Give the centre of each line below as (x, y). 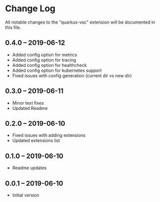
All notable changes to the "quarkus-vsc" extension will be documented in (80, 22)
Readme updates (29, 168)
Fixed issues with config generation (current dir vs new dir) (72, 75)
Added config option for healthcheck (49, 65)
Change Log (30, 9)
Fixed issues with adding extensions (49, 135)
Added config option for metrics (45, 55)
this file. (13, 27)
